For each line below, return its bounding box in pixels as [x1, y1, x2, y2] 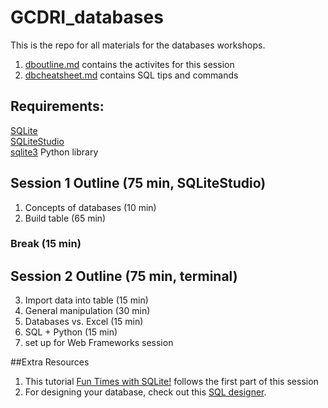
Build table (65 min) [24, 212, 107, 224]
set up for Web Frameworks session [24, 337, 174, 349]
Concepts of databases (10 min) [24, 201, 157, 213]
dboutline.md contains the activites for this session [24, 58, 235, 70]
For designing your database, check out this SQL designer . [24, 386, 267, 398]
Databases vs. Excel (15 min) [24, 316, 144, 328]
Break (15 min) [10, 237, 82, 251]
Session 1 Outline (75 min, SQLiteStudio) [10, 175, 267, 192]
